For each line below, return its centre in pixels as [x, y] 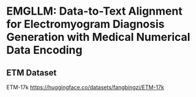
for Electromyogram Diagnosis [85, 24]
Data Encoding [44, 50]
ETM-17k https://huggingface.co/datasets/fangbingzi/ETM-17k [85, 87]
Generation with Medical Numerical [98, 37]
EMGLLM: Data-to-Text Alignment [94, 11]
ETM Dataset [32, 72]
